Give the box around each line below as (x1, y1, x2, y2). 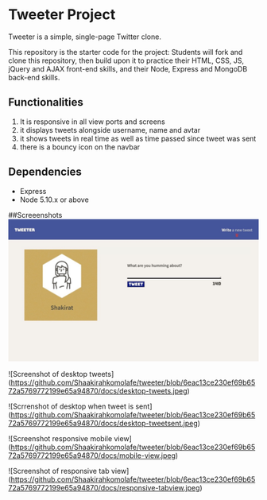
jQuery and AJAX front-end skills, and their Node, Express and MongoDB (8, 64, 248, 73)
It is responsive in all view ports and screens (19, 117, 165, 126)
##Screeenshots (8, 210, 63, 219)
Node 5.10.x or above (19, 195, 89, 204)
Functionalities (8, 95, 83, 109)
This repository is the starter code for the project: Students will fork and (8, 47, 243, 56)
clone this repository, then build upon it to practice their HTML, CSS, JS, (8, 56, 245, 65)
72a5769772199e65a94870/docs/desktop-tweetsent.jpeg (8, 419, 199, 428)
